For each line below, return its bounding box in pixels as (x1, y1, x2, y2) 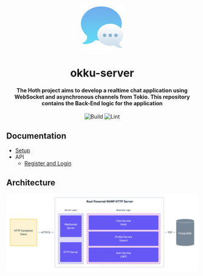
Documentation (6, 131, 67, 141)
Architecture (6, 178, 56, 188)
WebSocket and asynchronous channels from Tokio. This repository (14, 93, 190, 100)
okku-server (70, 66, 134, 80)
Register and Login (24, 160, 72, 167)
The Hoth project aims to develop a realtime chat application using (16, 86, 188, 94)
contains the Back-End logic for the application (41, 99, 163, 107)
